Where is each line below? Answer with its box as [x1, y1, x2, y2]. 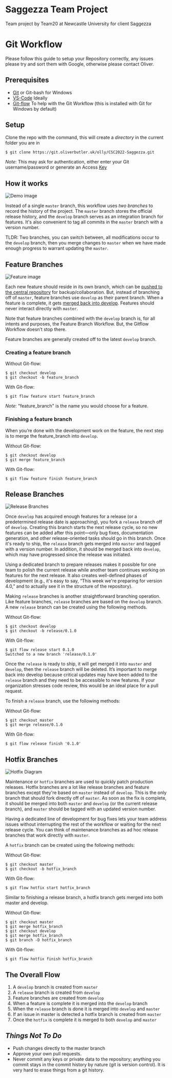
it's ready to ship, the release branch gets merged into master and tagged [5, 541, 161, 547]
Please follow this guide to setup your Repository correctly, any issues [5, 55, 154, 62]
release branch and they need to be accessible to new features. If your [5, 677, 155, 683]
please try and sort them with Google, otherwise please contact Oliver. [5, 60, 155, 67]
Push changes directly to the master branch [12, 1045, 105, 1051]
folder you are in [5, 139, 40, 146]
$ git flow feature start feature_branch [5, 394, 95, 399]
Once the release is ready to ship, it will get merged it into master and [5, 661, 152, 667]
